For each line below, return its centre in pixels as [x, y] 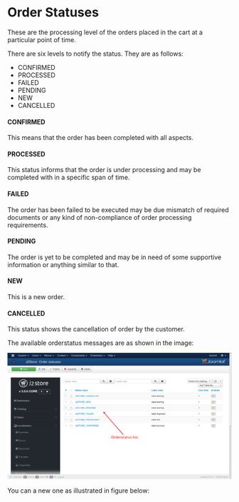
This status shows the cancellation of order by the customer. [96, 329]
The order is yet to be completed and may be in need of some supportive [115, 257]
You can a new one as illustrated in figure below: [79, 491]
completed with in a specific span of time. [69, 177]
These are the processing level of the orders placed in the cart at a [105, 32]
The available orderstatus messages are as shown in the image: [101, 343]
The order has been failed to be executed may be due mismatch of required [118, 210]
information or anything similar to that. [63, 264]
